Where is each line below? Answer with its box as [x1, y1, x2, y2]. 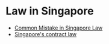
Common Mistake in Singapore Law [14, 24, 103, 31]
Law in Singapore [5, 4, 94, 18]
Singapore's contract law [14, 30, 76, 37]
